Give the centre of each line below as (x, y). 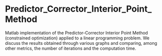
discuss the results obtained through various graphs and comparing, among (81, 43)
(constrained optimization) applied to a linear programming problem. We (77, 38)
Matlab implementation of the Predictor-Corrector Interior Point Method (77, 33)
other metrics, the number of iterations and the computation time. (71, 48)
